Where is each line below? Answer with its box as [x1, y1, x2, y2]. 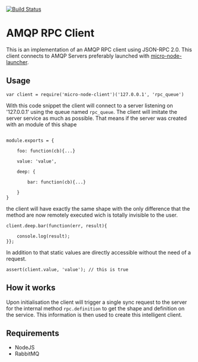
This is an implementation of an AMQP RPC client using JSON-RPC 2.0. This [6, 46, 193, 53]
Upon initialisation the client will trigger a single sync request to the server [6, 299, 187, 306]
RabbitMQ [14, 350, 40, 357]
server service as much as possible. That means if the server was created [6, 115, 187, 122]
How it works [6, 282, 56, 293]
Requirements [6, 328, 59, 338]
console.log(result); [17, 233, 70, 239]
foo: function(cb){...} [17, 148, 76, 154]
